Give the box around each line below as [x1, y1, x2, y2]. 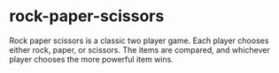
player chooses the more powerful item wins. [9, 54, 174, 64]
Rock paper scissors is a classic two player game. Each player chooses [9, 35, 269, 46]
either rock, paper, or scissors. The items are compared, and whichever [9, 44, 270, 55]
